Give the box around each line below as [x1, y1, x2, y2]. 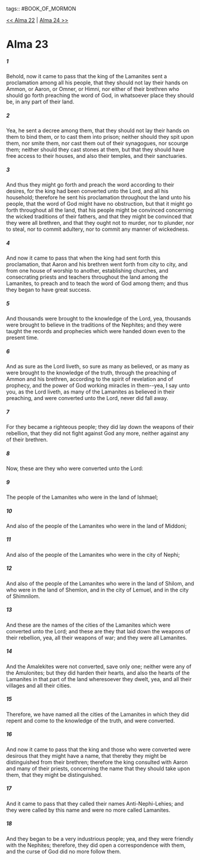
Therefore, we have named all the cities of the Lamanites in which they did [6, 710, 189, 718]
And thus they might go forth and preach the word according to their [6, 181, 175, 188]
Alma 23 [6, 38, 49, 51]
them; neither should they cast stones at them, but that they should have [6, 146, 184, 153]
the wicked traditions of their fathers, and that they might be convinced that [6, 213, 192, 220]
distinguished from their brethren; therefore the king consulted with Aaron [6, 758, 188, 766]
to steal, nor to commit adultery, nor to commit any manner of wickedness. [6, 225, 190, 233]
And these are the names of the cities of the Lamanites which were [6, 621, 171, 629]
